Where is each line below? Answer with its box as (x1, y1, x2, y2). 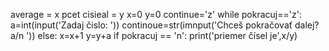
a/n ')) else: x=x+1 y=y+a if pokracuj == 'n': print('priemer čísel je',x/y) (10, 30, 298, 41)
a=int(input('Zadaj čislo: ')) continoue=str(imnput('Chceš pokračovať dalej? (10, 19, 320, 31)
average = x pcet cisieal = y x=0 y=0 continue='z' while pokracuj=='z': (10, 9, 302, 20)
